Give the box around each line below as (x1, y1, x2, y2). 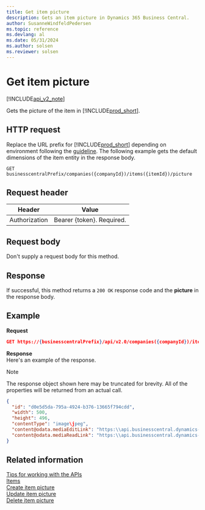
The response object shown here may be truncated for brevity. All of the (6, 379, 188, 387)
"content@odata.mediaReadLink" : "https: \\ (12, 432, 121, 438)
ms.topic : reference (6, 26, 59, 32)
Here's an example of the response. (6, 356, 96, 364)
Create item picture (6, 484, 55, 491)
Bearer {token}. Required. (54, 216, 126, 224)
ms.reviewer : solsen (6, 49, 59, 55)
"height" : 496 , (12, 415, 51, 422)
